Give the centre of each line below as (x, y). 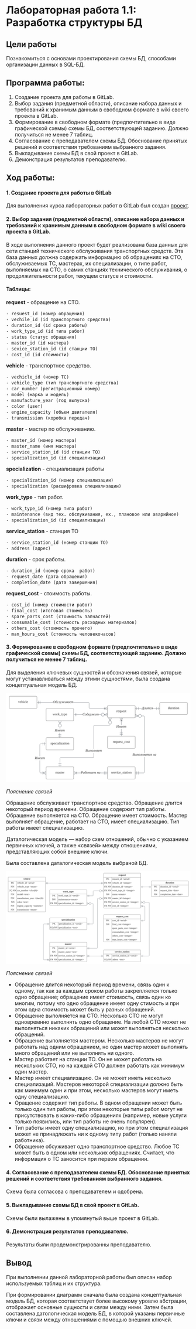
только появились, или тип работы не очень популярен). (85, 1122)
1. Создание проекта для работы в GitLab (59, 192)
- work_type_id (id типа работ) (45, 331)
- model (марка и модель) (37, 394)
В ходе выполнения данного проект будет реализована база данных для (97, 244)
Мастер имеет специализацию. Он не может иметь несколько (93, 1078)
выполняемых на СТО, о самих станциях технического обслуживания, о (97, 270)
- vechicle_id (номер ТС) (37, 377)
